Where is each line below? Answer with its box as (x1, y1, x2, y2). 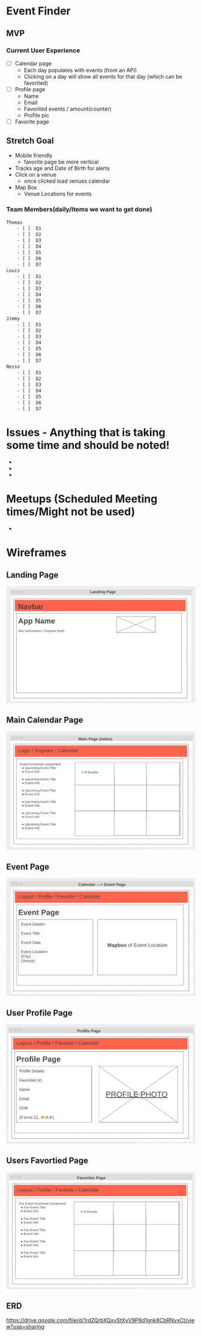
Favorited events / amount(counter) (23, 105, 112, 112)
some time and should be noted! (6, 439, 170, 452)
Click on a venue (14, 171, 57, 178)
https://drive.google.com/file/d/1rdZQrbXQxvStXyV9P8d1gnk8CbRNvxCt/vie (6, 1317, 195, 1324)
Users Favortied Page (6, 1156, 89, 1166)
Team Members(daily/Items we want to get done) (6, 205, 152, 213)
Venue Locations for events (23, 190, 92, 197)
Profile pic (23, 112, 49, 118)
